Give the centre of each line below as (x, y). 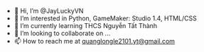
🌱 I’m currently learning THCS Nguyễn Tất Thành (86, 26)
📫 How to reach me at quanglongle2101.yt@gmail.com (95, 41)
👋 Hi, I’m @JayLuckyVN (49, 11)
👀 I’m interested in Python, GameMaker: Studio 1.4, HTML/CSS (105, 18)
